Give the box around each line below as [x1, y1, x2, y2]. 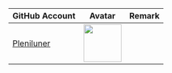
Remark [128, 10, 160, 21]
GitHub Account [12, 10, 76, 21]
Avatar [89, 10, 115, 21]
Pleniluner [12, 38, 51, 49]
